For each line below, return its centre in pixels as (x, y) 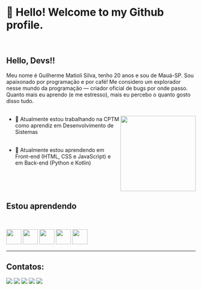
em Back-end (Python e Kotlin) (53, 163)
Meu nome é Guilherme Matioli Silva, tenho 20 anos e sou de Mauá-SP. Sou (100, 75)
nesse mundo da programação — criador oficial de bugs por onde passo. (97, 88)
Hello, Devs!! (31, 61)
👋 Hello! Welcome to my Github (85, 12)
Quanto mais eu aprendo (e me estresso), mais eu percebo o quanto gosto (99, 94)
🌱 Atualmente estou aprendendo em (60, 150)
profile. (25, 25)
